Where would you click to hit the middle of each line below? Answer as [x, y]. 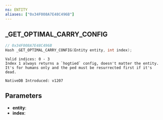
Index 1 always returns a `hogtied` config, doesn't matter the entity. [82, 64]
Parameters [24, 96]
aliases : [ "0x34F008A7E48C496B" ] [40, 14]
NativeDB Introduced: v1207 [34, 81]
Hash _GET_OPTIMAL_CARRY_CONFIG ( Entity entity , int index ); [69, 50]
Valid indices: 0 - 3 [28, 59]
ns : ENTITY [16, 10]
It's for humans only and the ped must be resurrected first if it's [79, 68]
